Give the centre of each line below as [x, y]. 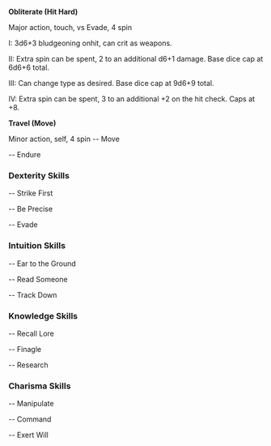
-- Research [28, 365]
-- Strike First [31, 193]
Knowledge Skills [43, 315]
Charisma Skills [40, 386]
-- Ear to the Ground [42, 264]
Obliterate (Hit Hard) [43, 12]
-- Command [30, 419]
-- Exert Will [28, 435]
